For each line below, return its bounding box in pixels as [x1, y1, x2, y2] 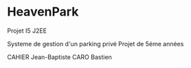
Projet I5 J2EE [7, 27, 47, 35]
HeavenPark [7, 4, 79, 20]
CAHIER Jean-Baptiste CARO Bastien [7, 52, 112, 61]
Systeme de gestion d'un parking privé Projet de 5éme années [7, 39, 184, 48]
